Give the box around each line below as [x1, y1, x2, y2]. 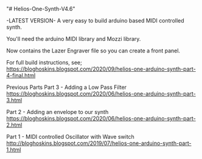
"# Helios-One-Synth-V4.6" [6, 5, 75, 12]
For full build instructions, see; [6, 59, 82, 66]
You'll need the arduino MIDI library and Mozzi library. [6, 35, 141, 42]
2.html [6, 121, 23, 129]
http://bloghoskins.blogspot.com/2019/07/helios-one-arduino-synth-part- [6, 140, 192, 147]
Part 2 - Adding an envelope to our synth [6, 108, 109, 115]
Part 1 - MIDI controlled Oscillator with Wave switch [6, 133, 135, 140]
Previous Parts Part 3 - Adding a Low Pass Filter [6, 83, 127, 91]
